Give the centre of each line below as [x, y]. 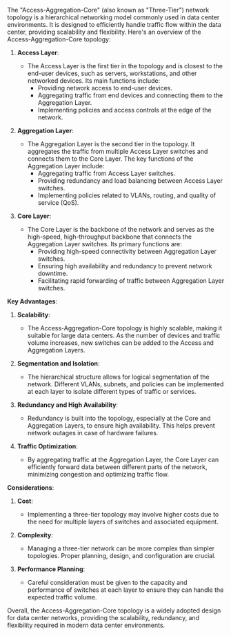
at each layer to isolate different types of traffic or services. [112, 391]
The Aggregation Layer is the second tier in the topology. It [111, 144]
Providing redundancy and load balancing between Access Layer [130, 181]
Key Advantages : [32, 301]
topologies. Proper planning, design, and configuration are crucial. [121, 556]
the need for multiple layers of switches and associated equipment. [123, 521]
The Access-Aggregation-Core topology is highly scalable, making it [125, 328]
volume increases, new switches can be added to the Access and [120, 343]
